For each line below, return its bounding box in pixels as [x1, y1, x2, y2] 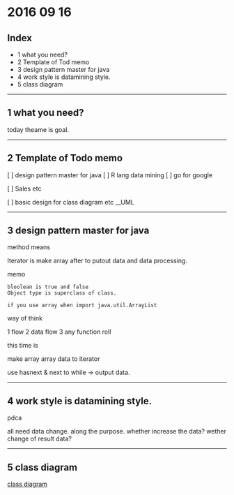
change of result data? [7, 434, 72, 443]
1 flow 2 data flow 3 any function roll [7, 327, 111, 336]
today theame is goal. [7, 125, 70, 133]
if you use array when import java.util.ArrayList [7, 302, 157, 309]
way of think [7, 314, 43, 323]
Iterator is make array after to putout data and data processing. [7, 256, 188, 265]
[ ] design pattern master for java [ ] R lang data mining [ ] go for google [7, 170, 213, 179]
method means [7, 243, 51, 251]
